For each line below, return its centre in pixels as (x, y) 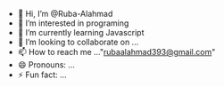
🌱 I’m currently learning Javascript (81, 32)
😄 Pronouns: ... (46, 65)
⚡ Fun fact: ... (42, 75)
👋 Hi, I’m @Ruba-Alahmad (65, 14)
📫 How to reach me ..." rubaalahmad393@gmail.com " (116, 52)
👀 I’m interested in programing (73, 23)
